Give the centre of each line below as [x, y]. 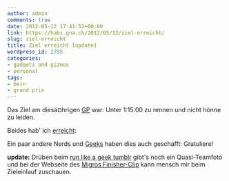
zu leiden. [21, 117]
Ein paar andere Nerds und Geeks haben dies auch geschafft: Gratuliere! [110, 144]
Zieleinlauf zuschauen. [39, 172]
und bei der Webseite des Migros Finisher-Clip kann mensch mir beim [106, 164]
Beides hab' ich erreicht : [42, 131]
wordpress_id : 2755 [35, 52]
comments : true [29, 20]
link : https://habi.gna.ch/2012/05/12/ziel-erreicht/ [86, 33]
